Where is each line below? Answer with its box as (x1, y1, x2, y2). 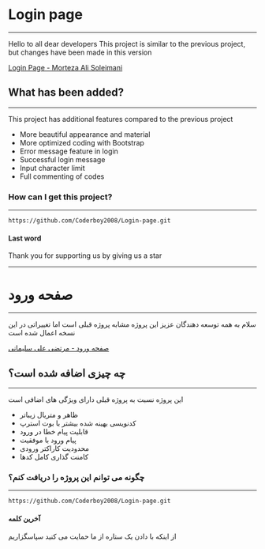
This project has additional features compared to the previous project (8, 114, 233, 123)
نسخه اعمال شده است (8, 328, 76, 338)
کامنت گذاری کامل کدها (19, 452, 89, 461)
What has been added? (8, 85, 125, 100)
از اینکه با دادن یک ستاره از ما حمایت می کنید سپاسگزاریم (8, 532, 177, 541)
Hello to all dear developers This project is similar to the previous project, (8, 39, 246, 48)
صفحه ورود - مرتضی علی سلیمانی (8, 343, 110, 353)
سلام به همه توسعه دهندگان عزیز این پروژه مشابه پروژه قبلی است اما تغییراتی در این (8, 320, 256, 329)
